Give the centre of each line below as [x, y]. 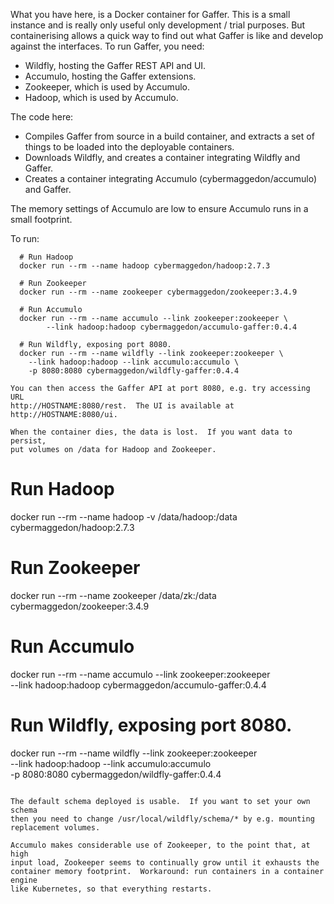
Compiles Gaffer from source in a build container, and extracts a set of [169, 136]
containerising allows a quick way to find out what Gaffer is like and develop [167, 35]
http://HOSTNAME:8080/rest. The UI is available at [122, 406]
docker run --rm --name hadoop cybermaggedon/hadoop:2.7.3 [145, 266]
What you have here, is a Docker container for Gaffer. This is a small [150, 14]
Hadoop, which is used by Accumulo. [101, 97]
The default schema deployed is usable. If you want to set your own [160, 801]
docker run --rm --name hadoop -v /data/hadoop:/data [124, 516]
